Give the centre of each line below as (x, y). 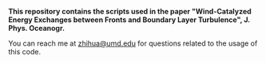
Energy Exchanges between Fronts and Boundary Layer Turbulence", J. (129, 20)
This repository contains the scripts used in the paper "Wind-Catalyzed (130, 11)
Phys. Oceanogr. (37, 28)
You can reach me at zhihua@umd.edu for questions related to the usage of (133, 43)
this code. (25, 52)
